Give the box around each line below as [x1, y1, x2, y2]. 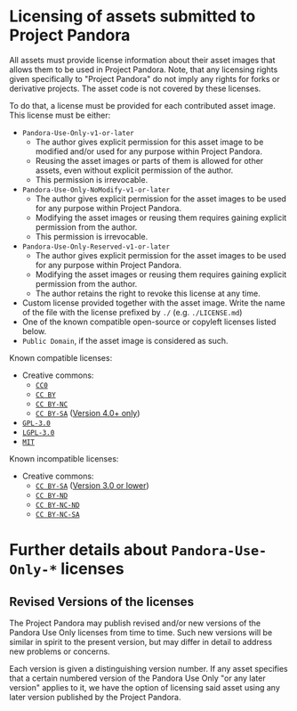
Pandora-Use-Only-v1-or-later [21, 128, 135, 137]
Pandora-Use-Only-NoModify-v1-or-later [21, 185, 171, 194]
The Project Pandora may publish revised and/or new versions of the [9, 617, 261, 628]
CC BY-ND [35, 491, 68, 500]
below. [21, 325, 47, 336]
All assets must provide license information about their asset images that [9, 54, 276, 65]
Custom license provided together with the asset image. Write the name [21, 297, 285, 308]
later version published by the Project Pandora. [9, 691, 181, 702]
